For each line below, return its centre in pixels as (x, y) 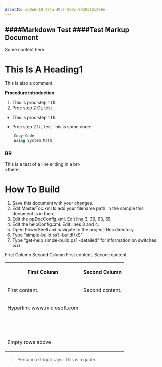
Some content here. (25, 50)
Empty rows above (29, 342)
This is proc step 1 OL (34, 103)
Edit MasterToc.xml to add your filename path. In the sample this (78, 208)
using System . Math (33, 141)
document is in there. (34, 214)
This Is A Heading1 (44, 69)
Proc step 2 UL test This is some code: (52, 127)
